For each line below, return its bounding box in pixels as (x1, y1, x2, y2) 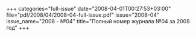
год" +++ (6, 24, 30, 31)
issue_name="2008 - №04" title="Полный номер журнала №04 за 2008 (6, 18, 190, 24)
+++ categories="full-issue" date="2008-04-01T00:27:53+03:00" (6, 5, 171, 12)
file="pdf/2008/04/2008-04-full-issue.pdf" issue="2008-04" (6, 11, 160, 18)
